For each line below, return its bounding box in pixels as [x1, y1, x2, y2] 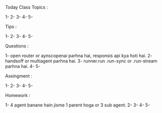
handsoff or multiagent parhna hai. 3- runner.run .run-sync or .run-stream [5, 58, 157, 64]
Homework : [5, 92, 30, 98]
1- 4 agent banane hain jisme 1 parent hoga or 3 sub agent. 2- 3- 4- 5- [5, 102, 150, 108]
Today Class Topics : [5, 4, 48, 10]
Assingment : [5, 73, 32, 79]
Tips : [5, 23, 17, 29]
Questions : [5, 43, 29, 49]
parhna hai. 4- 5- [5, 63, 41, 69]
